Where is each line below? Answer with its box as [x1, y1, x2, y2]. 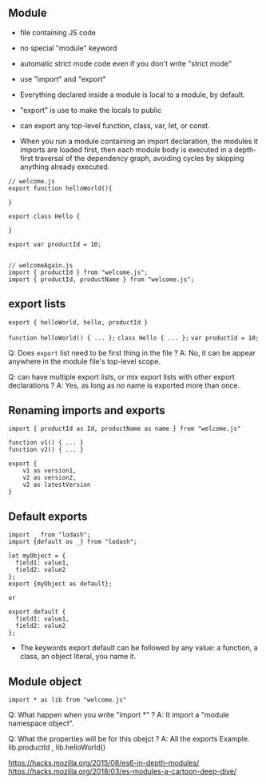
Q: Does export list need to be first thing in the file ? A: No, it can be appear [8, 348, 256, 357]
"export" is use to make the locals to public [19, 105, 162, 115]
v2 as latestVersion [22, 480, 91, 489]
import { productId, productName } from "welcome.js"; [8, 275, 195, 283]
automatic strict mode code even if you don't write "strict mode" [19, 58, 232, 68]
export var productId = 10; [8, 240, 102, 248]
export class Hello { [8, 212, 81, 220]
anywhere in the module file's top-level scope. [8, 356, 161, 366]
